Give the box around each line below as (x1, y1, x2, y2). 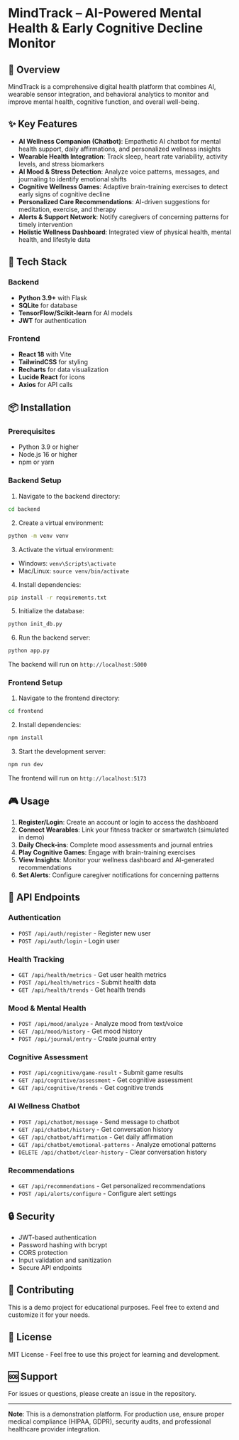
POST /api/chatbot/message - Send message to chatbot (18, 1117, 179, 1126)
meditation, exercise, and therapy (18, 205, 116, 213)
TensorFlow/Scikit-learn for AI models (18, 308, 133, 317)
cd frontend (8, 708, 43, 715)
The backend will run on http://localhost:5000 (8, 660, 148, 669)
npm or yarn (18, 457, 55, 467)
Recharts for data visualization (18, 365, 109, 374)
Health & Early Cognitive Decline (8, 20, 204, 36)
